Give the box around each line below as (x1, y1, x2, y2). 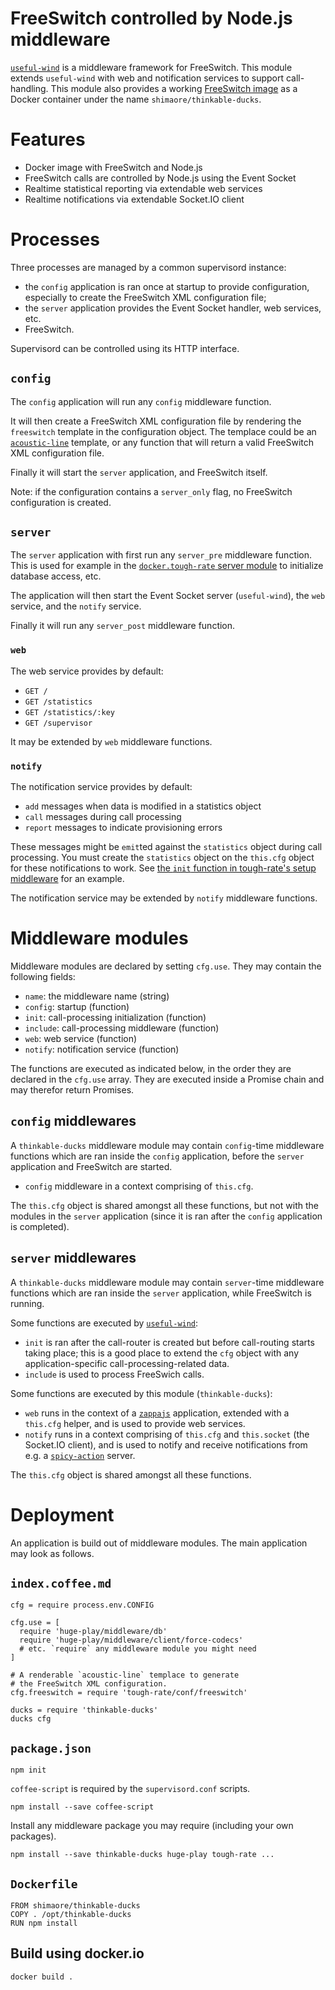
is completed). (10, 1220, 70, 1232)
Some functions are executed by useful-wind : (10, 1317, 199, 1329)
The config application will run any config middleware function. (10, 395, 272, 407)
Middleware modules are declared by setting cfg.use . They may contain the (10, 960, 322, 972)
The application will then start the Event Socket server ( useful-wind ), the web (10, 590, 326, 602)
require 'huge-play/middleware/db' (19, 1627, 168, 1637)
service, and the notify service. (10, 600, 142, 612)
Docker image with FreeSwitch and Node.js (24, 161, 203, 173)
